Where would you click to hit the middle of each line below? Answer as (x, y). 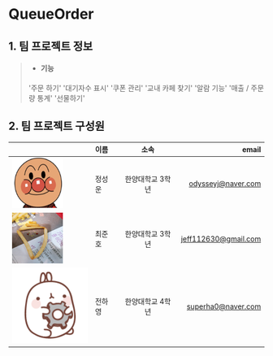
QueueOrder (51, 14)
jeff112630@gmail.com (221, 239)
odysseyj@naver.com (225, 184)
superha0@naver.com (224, 306)
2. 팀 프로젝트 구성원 (57, 126)
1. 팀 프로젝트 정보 (51, 46)
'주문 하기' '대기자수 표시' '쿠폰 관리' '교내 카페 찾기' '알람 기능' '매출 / (139, 88)
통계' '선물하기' (61, 98)
